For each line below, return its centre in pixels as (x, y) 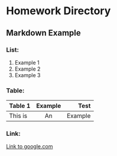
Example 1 (27, 62)
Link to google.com (30, 147)
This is (18, 116)
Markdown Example (43, 33)
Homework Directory (58, 11)
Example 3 (27, 75)
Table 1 (20, 106)
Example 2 (27, 69)
